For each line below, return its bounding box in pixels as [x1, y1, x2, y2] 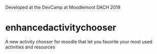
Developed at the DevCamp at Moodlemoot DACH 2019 [5, 5, 121, 10]
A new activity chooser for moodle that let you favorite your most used [5, 38, 153, 44]
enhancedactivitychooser [5, 22, 116, 33]
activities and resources [5, 44, 56, 50]
